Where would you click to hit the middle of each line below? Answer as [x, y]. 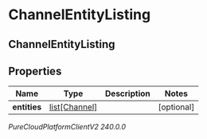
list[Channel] [73, 107]
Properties [35, 71]
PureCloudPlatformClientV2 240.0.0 [67, 127]
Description [127, 93]
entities [27, 107]
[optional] [176, 107]
